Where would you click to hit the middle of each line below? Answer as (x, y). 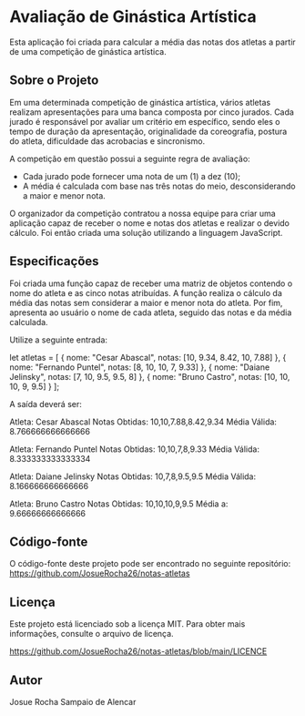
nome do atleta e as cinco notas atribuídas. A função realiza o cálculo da (146, 292)
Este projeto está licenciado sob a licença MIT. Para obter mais (127, 624)
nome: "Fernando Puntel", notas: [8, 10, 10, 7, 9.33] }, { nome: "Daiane (140, 367)
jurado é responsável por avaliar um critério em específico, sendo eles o (145, 121)
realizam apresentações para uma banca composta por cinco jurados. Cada (152, 112)
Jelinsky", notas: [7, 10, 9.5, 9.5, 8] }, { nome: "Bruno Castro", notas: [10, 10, (150, 376)
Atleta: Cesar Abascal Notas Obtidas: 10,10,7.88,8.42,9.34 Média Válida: (143, 422)
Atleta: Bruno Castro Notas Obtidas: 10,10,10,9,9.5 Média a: (119, 504)
